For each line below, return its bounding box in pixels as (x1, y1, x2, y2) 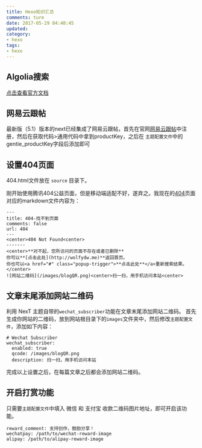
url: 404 (6, 226, 28, 232)
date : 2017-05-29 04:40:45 (6, 20, 74, 26)
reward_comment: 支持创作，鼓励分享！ (6, 425, 95, 431)
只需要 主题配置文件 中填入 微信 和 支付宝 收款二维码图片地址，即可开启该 (6, 405, 182, 412)
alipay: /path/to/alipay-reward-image (6, 436, 104, 442)
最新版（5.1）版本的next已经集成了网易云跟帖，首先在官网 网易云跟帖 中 (6, 125, 182, 132)
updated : (6, 25, 28, 32)
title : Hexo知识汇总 (6, 8, 54, 15)
